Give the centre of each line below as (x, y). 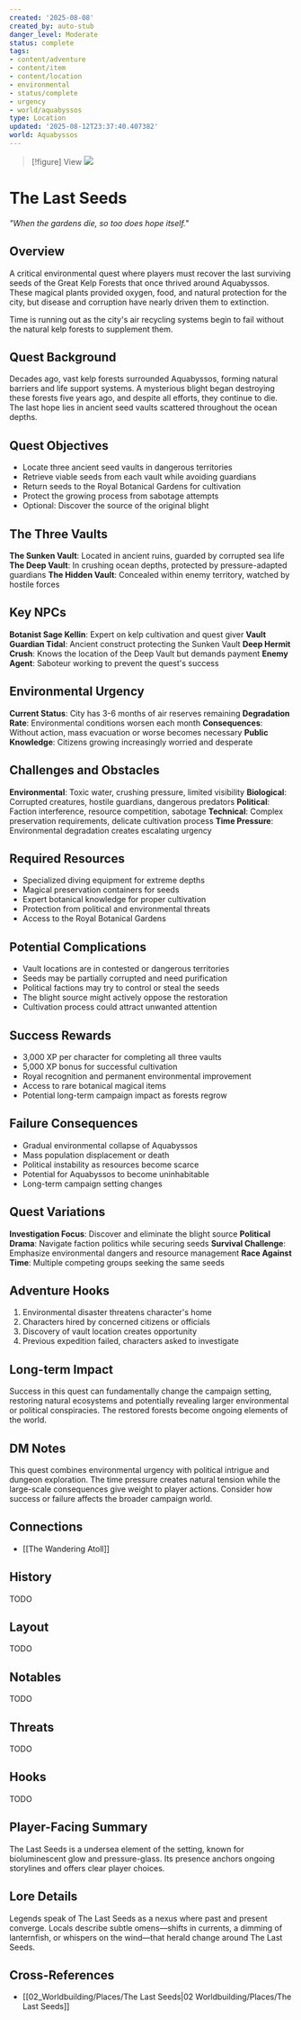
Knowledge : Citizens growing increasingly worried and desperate (131, 742)
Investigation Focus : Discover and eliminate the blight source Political (140, 1234)
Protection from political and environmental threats (116, 909)
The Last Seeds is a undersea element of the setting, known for (127, 1849)
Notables (35, 1677)
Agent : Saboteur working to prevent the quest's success (114, 663)
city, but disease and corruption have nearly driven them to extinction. (139, 302)
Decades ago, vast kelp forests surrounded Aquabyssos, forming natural (144, 379)
